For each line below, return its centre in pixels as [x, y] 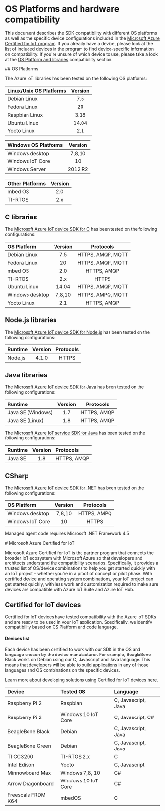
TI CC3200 [20, 757]
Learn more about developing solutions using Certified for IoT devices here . [82, 680]
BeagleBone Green [29, 746]
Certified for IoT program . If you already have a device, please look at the [79, 43]
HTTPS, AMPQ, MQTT [102, 295]
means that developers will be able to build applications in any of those [77, 665]
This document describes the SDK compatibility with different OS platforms [81, 33]
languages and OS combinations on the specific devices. [63, 670]
